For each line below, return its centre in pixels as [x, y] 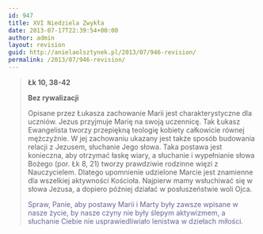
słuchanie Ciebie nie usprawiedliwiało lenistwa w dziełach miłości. [135, 221]
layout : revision [37, 45]
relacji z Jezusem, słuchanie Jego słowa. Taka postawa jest [125, 147]
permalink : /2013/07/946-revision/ [67, 60]
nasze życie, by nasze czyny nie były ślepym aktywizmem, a [126, 213]
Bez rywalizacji [53, 98]
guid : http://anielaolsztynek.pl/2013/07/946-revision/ [102, 52]
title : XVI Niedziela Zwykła [56, 23]
